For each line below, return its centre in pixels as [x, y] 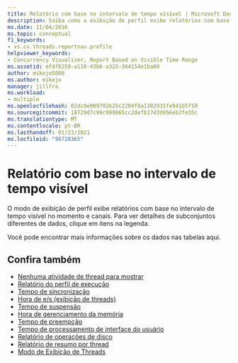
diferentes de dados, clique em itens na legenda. [79, 224]
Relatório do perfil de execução [63, 284]
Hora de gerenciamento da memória [70, 314]
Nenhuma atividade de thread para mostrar [80, 276]
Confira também [44, 259]
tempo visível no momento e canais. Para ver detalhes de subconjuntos [112, 216]
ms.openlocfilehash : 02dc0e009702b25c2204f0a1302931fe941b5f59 [103, 106]
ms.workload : [27, 93]
